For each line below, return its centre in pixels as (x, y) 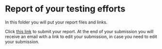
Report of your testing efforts (65, 9)
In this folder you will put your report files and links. (56, 22)
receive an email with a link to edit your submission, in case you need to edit (81, 37)
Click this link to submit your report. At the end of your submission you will (79, 31)
